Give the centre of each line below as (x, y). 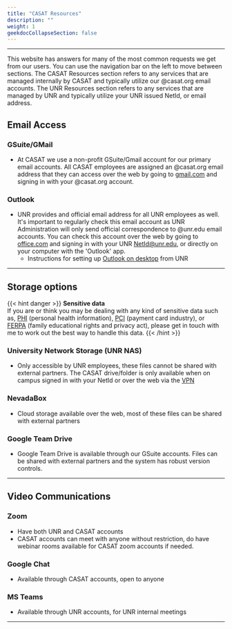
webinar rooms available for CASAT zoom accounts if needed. (105, 546)
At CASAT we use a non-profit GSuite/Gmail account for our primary (114, 159)
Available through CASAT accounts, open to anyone (90, 579)
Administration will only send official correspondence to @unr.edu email (119, 229)
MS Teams (25, 597)
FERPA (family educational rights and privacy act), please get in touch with (113, 326)
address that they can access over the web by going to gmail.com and (117, 174)
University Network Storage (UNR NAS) (75, 350)
